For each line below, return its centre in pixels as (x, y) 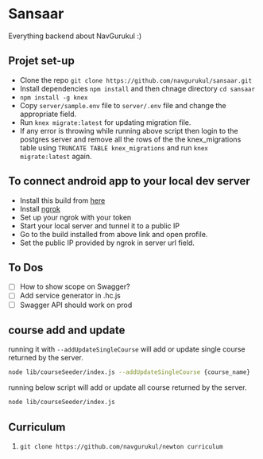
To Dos (26, 267)
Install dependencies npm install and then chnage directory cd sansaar (137, 88)
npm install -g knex (54, 97)
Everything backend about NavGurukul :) (75, 36)
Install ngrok (40, 208)
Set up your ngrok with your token (75, 217)
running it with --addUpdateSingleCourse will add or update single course (127, 349)
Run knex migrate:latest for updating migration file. (105, 122)
